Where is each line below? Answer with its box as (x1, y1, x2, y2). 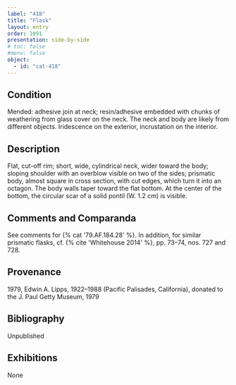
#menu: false (7, 50, 46, 57)
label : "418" (7, 10, 46, 18)
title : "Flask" (7, 17, 52, 24)
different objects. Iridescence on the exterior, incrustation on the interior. (7, 123, 218, 131)
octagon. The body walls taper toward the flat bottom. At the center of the (7, 184, 222, 192)
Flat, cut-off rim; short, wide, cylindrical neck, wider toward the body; (7, 161, 209, 170)
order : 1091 (7, 30, 42, 37)
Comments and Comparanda (7, 212, 137, 224)
